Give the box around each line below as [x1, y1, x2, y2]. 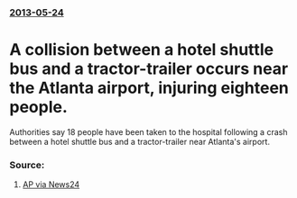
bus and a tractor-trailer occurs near [9, 58, 289, 79]
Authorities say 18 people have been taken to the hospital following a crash [9, 126, 288, 137]
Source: [9, 158, 45, 171]
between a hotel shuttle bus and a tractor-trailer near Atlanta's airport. [9, 136, 271, 147]
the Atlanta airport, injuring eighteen [9, 78, 289, 98]
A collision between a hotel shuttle [9, 40, 274, 60]
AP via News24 [22, 179, 80, 190]
